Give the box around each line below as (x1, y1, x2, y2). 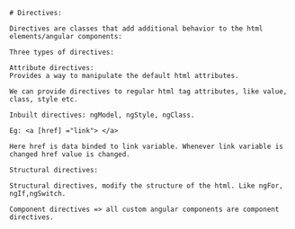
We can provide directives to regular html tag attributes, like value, (9, 87, 288, 96)
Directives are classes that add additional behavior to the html (9, 24, 264, 33)
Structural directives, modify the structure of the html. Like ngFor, (9, 181, 283, 190)
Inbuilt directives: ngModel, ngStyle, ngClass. (9, 110, 195, 119)
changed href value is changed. (9, 150, 130, 159)
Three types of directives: (9, 48, 115, 57)
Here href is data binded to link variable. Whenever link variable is (9, 142, 283, 151)
